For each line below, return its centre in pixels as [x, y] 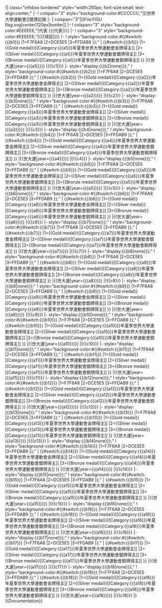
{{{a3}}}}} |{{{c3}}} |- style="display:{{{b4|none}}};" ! [59, 129]
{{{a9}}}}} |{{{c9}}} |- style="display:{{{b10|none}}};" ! [59, 315]
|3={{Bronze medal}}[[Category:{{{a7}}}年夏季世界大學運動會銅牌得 [89, 245]
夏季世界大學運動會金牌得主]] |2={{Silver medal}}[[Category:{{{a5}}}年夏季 [80, 176]
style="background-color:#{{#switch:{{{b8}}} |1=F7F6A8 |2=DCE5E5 [74, 257]
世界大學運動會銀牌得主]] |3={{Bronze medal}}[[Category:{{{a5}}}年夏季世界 [81, 182]
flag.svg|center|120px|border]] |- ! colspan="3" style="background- [73, 25]
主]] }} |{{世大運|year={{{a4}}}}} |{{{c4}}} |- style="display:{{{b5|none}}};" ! [80, 159]
